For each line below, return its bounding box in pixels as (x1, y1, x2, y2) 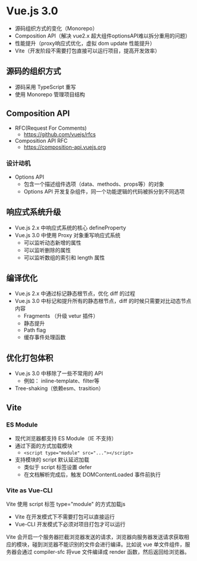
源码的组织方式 (6, 66, 61, 76)
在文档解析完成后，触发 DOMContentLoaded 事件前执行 (23, 471, 161, 478)
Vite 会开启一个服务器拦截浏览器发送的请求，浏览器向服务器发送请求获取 (6, 534, 185, 541)
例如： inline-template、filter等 (23, 378, 100, 385)
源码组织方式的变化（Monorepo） (14, 24, 98, 32)
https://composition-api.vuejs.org (23, 143, 106, 151)
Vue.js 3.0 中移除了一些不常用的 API (14, 370, 103, 377)
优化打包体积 (6, 352, 54, 363)
